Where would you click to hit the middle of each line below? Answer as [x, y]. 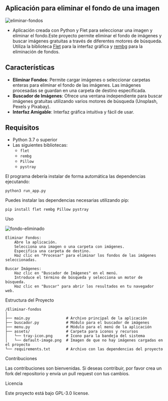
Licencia [14, 383]
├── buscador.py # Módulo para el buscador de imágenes [77, 323]
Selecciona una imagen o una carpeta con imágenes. [69, 247]
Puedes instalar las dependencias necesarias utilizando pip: [67, 200]
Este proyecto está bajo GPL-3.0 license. [47, 393]
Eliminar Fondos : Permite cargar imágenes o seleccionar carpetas [81, 80]
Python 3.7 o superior [35, 140]
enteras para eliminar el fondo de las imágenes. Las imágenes [77, 85]
